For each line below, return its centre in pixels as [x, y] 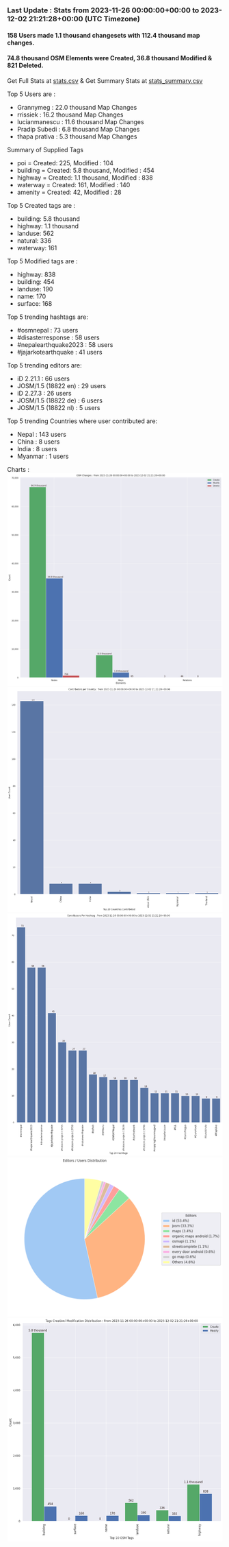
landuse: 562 [36, 233]
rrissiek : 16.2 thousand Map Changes [70, 115]
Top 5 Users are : [31, 94]
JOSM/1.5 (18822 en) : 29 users [62, 385]
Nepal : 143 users [42, 434]
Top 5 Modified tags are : [42, 261]
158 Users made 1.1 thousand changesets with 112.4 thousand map [104, 35]
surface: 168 [35, 303]
